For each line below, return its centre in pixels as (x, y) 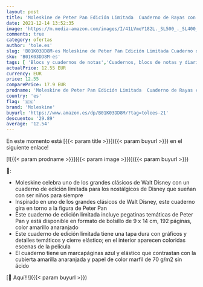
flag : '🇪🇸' (21, 101)
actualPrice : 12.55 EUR (36, 68)
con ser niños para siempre (49, 195)
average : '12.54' (28, 124)
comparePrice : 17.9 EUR (36, 85)
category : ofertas (29, 40)
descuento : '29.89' (31, 118)
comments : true (25, 34)
